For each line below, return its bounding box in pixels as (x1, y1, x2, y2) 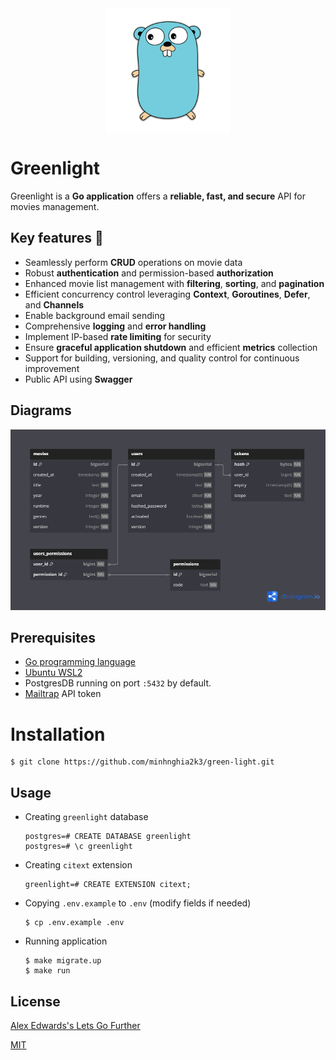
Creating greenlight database (24, 811, 149, 823)
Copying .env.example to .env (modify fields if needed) (24, 897, 252, 909)
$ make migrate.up (24, 956, 102, 966)
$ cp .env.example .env (24, 918, 125, 928)
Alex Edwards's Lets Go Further (10, 1019, 141, 1031)
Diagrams (10, 402, 72, 419)
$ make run (24, 966, 71, 976)
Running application (24, 935, 108, 947)
